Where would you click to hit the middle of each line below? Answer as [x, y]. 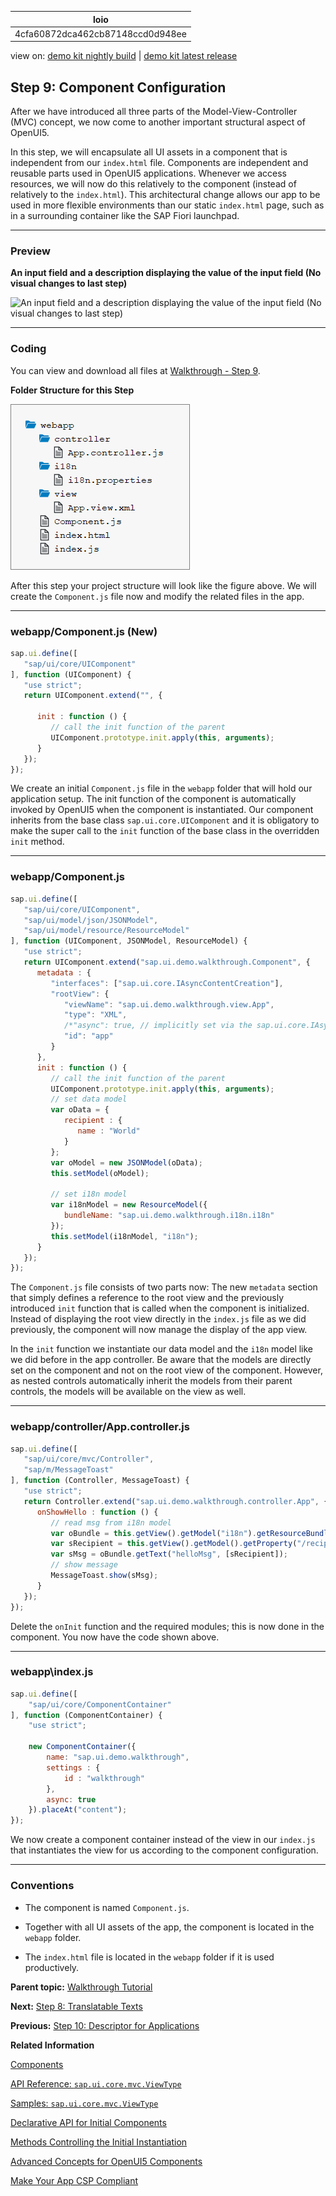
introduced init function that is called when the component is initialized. [160, 1308]
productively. [52, 1967]
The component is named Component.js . [107, 1907]
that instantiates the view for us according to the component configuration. [164, 1850]
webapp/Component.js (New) [84, 631]
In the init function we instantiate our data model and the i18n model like [162, 1349]
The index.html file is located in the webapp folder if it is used [149, 1957]
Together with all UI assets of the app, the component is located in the [169, 1927]
